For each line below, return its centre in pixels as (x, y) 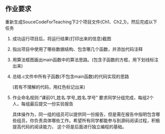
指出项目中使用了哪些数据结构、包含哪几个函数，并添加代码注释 (77, 49)
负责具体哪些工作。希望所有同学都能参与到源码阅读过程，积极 (97, 120)
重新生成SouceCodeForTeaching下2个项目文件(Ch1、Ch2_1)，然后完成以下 (81, 22)
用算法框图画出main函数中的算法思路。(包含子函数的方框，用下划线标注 (85, 60)
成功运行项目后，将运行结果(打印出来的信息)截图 (62, 38)
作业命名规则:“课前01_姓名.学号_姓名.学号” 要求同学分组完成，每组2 (81, 97)
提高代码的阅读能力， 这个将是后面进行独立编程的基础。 (69, 127)
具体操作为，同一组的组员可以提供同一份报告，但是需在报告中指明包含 (84, 114)
